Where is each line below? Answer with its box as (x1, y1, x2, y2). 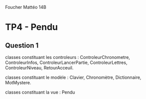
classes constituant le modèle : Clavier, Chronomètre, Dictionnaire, (5, 74, 142, 80)
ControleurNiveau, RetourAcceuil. (5, 65, 73, 71)
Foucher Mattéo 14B (5, 4, 46, 10)
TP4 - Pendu (5, 22, 58, 33)
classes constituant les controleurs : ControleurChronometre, (5, 54, 130, 60)
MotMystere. (5, 80, 31, 86)
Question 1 (5, 41, 39, 49)
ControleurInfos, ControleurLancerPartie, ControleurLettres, (5, 59, 128, 65)
